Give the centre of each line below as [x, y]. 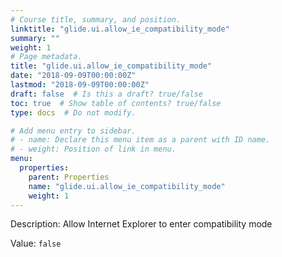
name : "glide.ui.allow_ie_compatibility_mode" [127, 186]
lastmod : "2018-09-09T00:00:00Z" [80, 85]
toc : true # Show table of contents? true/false [116, 103]
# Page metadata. [46, 57]
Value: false [36, 243]
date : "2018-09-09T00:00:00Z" [73, 76]
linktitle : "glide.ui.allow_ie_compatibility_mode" [120, 29]
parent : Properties [69, 177]
